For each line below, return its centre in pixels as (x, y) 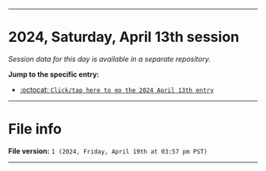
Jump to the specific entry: (54, 74)
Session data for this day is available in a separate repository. (110, 59)
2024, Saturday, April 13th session (124, 37)
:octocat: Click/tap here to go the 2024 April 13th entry (116, 89)
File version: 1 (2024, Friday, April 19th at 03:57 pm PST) (108, 150)
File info (35, 129)
